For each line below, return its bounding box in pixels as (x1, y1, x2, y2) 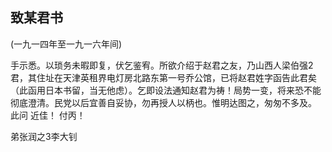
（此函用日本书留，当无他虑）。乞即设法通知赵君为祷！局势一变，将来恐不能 (10, 84, 322, 96)
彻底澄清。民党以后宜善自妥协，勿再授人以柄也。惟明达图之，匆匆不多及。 (10, 96, 317, 108)
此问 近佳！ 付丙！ (10, 109, 86, 121)
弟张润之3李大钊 (10, 130, 78, 142)
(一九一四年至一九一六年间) (10, 38, 123, 50)
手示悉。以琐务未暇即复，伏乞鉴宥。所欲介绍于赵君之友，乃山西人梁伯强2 (10, 59, 314, 71)
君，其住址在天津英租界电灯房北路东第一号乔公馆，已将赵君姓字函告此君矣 (10, 71, 317, 83)
